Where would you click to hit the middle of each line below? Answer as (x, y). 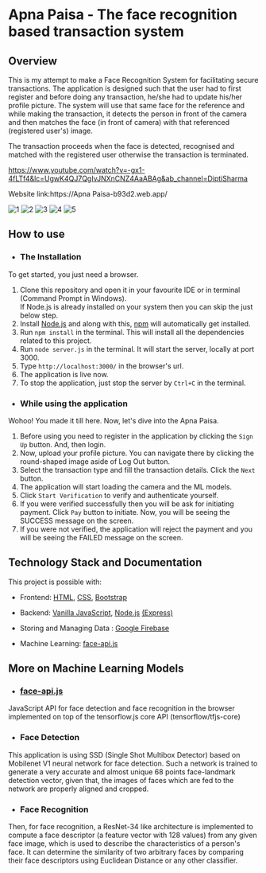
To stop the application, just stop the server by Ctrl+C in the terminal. (133, 383)
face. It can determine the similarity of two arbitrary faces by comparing (126, 852)
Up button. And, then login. (63, 444)
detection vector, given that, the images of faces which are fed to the (121, 780)
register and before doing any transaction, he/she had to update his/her (125, 97)
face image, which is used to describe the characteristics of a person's (124, 844)
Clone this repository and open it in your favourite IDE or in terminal (130, 290)
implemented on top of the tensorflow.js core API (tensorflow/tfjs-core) (124, 717)
